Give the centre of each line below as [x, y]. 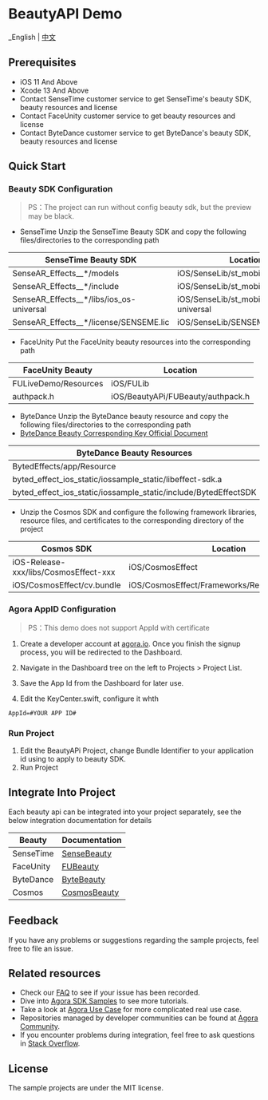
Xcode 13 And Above [54, 90]
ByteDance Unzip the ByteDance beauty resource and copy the [124, 417]
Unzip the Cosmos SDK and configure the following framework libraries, [138, 512]
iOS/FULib [130, 384]
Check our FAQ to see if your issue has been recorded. [110, 993]
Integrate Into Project [62, 792]
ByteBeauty [84, 879]
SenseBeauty [87, 853]
